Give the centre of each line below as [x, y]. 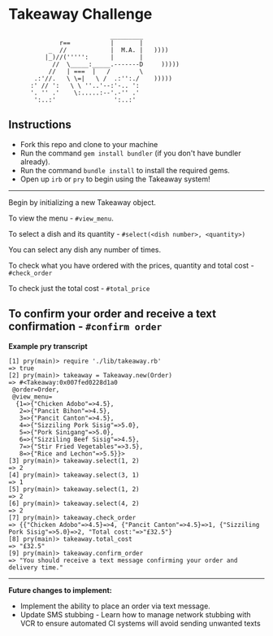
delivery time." [36, 567]
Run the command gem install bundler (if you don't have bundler [130, 153]
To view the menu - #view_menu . [61, 218]
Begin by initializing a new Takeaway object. [82, 202]
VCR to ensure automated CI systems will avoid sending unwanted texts [141, 623]
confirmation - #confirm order [85, 327]
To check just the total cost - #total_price [79, 288]
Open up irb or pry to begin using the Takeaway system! [115, 179]
